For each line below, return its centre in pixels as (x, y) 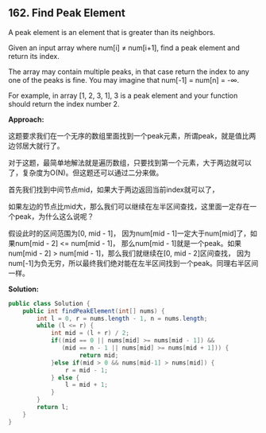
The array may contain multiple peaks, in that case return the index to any (129, 72)
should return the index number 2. (64, 103)
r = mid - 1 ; (87, 370)
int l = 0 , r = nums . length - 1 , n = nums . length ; (122, 318)
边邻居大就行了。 (36, 146)
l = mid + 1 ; (87, 385)
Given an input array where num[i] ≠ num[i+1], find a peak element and (124, 48)
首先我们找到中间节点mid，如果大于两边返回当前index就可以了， (114, 189)
